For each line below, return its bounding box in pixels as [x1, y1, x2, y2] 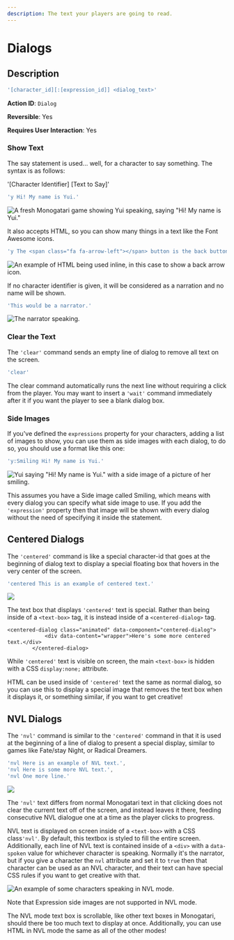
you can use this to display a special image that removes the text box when [7, 685, 223, 694]
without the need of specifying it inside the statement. [7, 513, 162, 522]
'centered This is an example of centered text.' [7, 580, 155, 587]
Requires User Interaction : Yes [7, 126, 97, 134]
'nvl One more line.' [7, 773, 70, 780]
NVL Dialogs [7, 713, 63, 725]
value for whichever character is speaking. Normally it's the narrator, [27, 849, 225, 857]
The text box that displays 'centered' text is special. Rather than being [7, 606, 210, 614]
